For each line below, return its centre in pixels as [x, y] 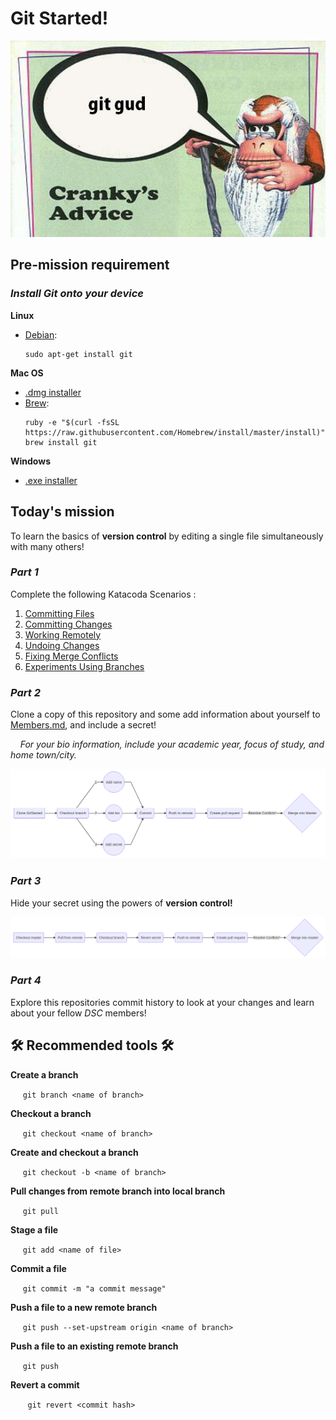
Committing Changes [68, 624]
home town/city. [43, 755]
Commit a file [38, 1268]
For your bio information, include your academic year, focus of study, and [172, 744]
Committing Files [59, 613]
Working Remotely [63, 634]
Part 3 [26, 881]
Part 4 [26, 980]
